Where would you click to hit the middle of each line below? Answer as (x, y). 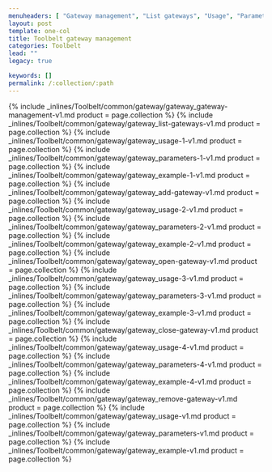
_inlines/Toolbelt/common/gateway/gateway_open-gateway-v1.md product (133, 261)
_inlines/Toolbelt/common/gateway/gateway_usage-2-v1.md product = (126, 209)
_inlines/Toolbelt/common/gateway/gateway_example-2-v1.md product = (130, 244)
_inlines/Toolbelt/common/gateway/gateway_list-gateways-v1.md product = (134, 123)
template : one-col (39, 31)
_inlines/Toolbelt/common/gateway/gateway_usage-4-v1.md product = (126, 347)
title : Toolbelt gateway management (70, 38)
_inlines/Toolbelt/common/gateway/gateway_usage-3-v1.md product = (126, 278)
